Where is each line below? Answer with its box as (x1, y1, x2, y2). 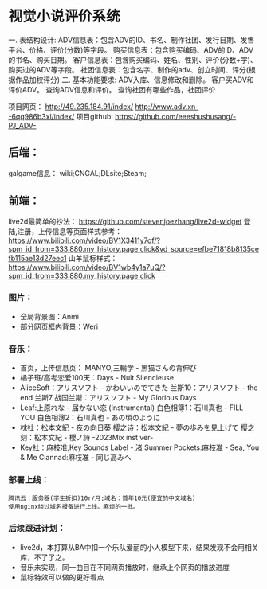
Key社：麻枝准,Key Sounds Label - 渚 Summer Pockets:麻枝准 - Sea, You (19, 443, 260, 452)
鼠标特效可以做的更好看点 (19, 572, 104, 582)
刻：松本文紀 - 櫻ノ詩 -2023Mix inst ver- (19, 433, 154, 443)
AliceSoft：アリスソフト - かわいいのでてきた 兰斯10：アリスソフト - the (19, 383, 258, 392)
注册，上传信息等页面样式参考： (17, 226, 123, 236)
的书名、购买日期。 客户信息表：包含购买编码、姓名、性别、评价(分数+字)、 (8, 55, 257, 64)
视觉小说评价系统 (8, 7, 121, 25)
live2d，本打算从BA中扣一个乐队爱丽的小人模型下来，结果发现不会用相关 (19, 542, 259, 552)
